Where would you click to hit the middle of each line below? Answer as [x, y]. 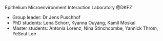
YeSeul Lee [24, 34]
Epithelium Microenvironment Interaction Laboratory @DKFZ [68, 7]
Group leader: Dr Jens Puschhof [46, 17]
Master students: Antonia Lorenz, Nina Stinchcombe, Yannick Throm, [85, 28]
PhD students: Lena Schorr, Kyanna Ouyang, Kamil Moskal [74, 23]
